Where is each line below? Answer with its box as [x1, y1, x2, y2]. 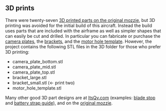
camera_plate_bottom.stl [12, 58, 63, 64]
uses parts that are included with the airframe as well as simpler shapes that [5, 27, 162, 34]
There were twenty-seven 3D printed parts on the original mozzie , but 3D [5, 17, 156, 23]
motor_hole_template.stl [12, 85, 62, 91]
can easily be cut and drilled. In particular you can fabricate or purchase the [5, 33, 161, 39]
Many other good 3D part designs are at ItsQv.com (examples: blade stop [5, 95, 156, 101]
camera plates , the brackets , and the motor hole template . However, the [5, 38, 152, 44]
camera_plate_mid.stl [12, 64, 56, 70]
